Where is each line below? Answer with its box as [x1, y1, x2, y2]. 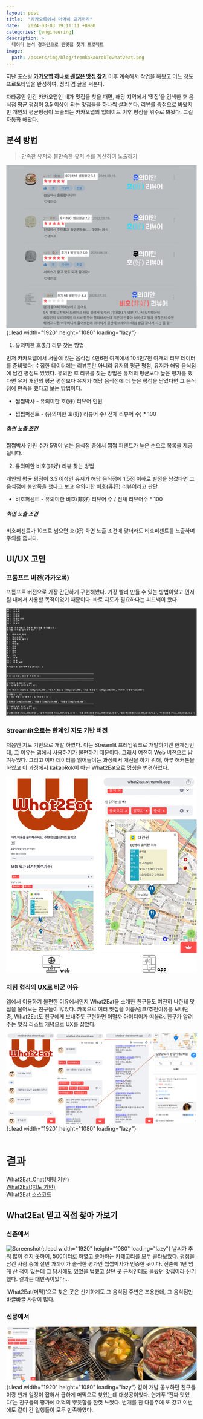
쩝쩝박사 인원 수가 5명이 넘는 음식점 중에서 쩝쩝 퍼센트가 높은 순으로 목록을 [6, 442, 182, 449]
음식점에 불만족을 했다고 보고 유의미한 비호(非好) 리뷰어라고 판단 [6, 482, 158, 490]
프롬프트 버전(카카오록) [6, 573, 69, 581]
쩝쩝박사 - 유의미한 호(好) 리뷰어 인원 [14, 397, 103, 405]
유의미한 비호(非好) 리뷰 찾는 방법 [14, 462, 95, 469]
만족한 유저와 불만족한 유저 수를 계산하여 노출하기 [21, 152, 138, 160]
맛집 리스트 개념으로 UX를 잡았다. [17, 1020, 96, 1028]
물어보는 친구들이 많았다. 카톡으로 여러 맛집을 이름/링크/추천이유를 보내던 [17, 1005, 189, 1013]
